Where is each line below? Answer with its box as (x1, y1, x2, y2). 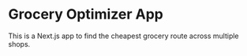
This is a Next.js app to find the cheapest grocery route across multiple (8, 31, 239, 40)
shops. (8, 39, 31, 48)
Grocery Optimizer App (8, 5, 163, 23)
